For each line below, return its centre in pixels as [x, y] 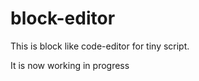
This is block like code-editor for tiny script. [100, 46]
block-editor [63, 18]
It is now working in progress [70, 65]
